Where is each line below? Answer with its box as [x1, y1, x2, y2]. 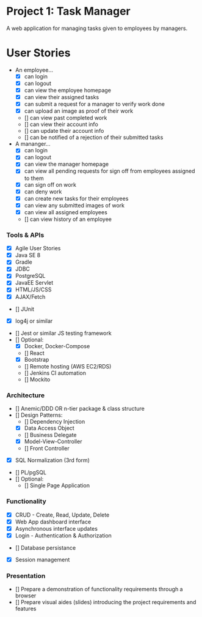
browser [15, 592, 37, 599]
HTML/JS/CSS [15, 286, 52, 293]
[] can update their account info [24, 127, 104, 135]
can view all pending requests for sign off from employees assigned [24, 167, 195, 175]
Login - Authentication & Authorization [15, 531, 112, 539]
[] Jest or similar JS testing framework [15, 329, 112, 337]
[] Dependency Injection [24, 418, 85, 425]
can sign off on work [24, 181, 76, 188]
